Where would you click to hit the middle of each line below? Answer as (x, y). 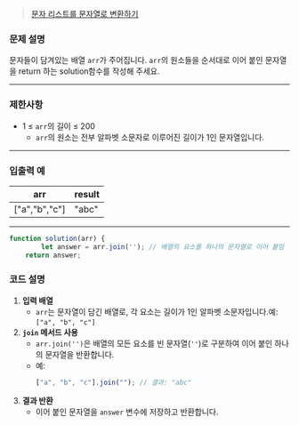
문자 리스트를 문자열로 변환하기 (85, 14)
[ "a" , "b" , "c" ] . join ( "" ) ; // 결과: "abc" (113, 382)
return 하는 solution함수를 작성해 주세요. (89, 71)
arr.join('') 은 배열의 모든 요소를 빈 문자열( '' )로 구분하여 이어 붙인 (154, 343)
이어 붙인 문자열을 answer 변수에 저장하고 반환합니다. (127, 412)
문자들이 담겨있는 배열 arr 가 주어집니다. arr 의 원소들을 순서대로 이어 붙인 (136, 60)
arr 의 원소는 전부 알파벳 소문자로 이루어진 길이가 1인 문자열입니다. (150, 137)
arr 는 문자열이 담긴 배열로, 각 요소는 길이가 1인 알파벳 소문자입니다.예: (157, 311)
